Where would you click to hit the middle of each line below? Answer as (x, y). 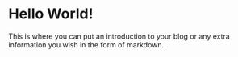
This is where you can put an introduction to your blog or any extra (119, 36)
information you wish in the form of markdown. (86, 44)
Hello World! (51, 14)
